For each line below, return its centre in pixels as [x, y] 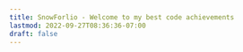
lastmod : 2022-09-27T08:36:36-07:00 [78, 26]
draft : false [34, 33]
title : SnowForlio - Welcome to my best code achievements [122, 17]
